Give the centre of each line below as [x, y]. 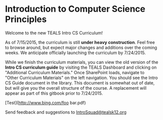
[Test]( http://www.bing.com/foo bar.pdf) [45, 102]
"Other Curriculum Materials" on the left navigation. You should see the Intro [81, 78]
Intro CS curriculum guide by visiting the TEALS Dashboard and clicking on [81, 67]
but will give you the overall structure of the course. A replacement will [76, 88]
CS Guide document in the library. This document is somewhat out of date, [80, 83]
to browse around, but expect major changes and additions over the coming [81, 47]
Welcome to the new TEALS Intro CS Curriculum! [54, 33]
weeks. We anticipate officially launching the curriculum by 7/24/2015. [75, 53]
